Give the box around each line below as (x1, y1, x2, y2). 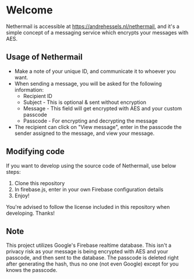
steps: (6, 168, 21, 175)
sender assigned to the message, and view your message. (14, 130, 155, 137)
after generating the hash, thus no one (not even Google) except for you (6, 260, 179, 267)
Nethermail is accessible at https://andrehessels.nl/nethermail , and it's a (6, 23, 179, 30)
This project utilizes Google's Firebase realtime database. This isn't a (6, 242, 172, 249)
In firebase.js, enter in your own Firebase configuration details (14, 186, 164, 193)
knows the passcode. (6, 267, 58, 274)
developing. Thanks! (6, 210, 55, 217)
